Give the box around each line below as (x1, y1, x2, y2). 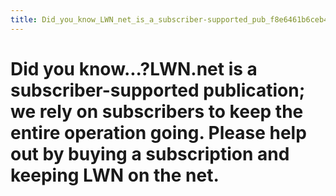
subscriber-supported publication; (10, 79, 306, 101)
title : (10, 14, 38, 25)
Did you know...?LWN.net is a (10, 57, 258, 80)
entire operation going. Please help (10, 121, 307, 144)
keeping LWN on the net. (10, 164, 220, 186)
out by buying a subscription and (10, 142, 290, 165)
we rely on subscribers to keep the (10, 100, 304, 123)
